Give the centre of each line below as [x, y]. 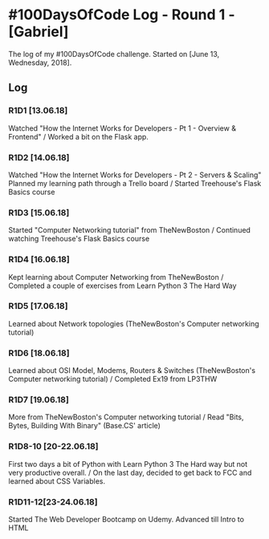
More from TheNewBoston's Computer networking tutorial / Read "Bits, [126, 417]
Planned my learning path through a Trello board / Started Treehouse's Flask [135, 183]
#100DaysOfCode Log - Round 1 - [122, 15]
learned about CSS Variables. [57, 481]
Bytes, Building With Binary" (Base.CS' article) [84, 426]
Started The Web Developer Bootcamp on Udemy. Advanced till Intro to [126, 519]
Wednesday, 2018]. [40, 63]
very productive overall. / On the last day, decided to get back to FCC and [130, 472]
